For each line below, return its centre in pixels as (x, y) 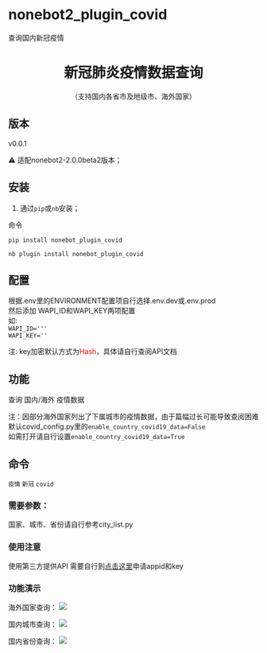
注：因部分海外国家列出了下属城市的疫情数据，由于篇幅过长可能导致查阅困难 (133, 417)
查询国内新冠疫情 (36, 37)
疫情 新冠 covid (31, 484)
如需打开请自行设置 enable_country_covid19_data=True (97, 437)
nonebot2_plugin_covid (88, 15)
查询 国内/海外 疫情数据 (46, 400)
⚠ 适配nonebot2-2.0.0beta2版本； (65, 160)
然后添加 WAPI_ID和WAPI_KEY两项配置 (72, 311)
